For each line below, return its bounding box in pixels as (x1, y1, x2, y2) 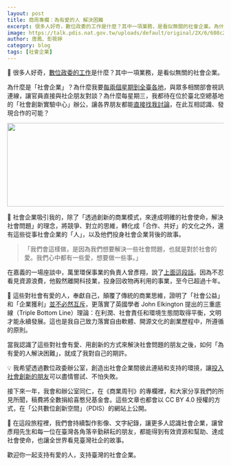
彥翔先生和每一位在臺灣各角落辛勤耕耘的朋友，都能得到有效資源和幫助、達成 (7, 427, 224, 435)
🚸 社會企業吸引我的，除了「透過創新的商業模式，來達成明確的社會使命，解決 (7, 213, 224, 221)
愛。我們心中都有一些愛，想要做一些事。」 (23, 253, 142, 262)
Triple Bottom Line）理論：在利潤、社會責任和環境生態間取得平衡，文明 (19, 308, 222, 317)
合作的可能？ (12, 108, 49, 117)
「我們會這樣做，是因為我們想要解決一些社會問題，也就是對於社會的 (23, 245, 217, 253)
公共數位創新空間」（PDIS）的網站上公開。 (30, 404, 151, 412)
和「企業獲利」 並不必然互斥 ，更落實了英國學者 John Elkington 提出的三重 (7, 300, 215, 308)
